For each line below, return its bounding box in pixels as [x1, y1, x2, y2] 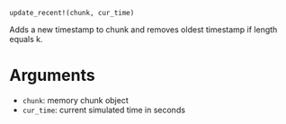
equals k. [9, 34, 43, 44]
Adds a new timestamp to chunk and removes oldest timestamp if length [9, 24, 278, 35]
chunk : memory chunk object [22, 94, 129, 105]
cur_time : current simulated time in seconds [22, 104, 186, 115]
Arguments [9, 66, 96, 85]
